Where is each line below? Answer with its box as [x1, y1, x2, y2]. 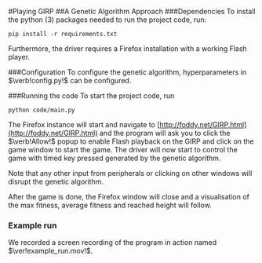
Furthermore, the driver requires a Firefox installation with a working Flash [8, 44, 247, 53]
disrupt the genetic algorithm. [8, 177, 104, 186]
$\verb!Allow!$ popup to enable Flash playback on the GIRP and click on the [8, 137, 254, 146]
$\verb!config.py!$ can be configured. [8, 76, 132, 85]
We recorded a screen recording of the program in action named [8, 238, 217, 247]
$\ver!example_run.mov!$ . [8, 247, 93, 256]
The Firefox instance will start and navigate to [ [8, 120, 160, 129]
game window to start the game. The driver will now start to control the [8, 145, 238, 154]
